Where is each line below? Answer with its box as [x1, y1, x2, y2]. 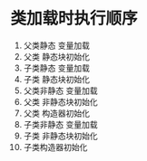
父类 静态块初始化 [23, 51, 90, 62]
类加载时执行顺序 [10, 8, 139, 29]
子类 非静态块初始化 [23, 130, 98, 141]
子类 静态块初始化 [23, 73, 90, 84]
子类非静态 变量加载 [23, 118, 98, 129]
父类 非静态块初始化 [23, 96, 98, 107]
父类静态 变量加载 [23, 40, 90, 51]
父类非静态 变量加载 [23, 85, 98, 96]
